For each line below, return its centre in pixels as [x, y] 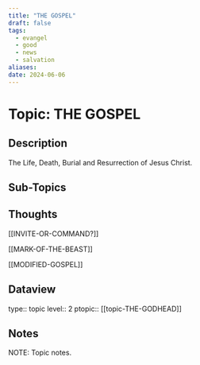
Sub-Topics [37, 188]
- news [26, 52]
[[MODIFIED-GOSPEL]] [46, 264]
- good [26, 45]
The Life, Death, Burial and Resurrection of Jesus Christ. [100, 162]
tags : [17, 30]
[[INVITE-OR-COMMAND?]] [54, 233]
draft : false [30, 23]
